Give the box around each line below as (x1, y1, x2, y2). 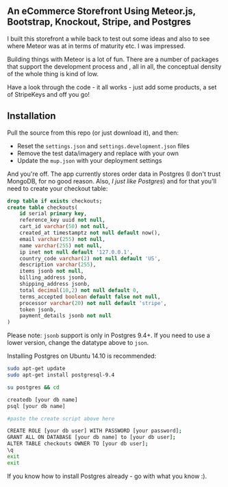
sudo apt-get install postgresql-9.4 (7, 372, 115, 378)
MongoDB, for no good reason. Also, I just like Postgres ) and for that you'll (7, 177, 217, 185)
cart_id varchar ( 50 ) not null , (19, 223, 109, 230)
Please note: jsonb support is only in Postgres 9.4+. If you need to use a (7, 331, 210, 339)
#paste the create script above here (7, 415, 115, 422)
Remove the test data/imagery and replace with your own (16, 149, 179, 157)
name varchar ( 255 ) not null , (19, 242, 103, 249)
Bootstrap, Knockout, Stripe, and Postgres (7, 16, 192, 28)
